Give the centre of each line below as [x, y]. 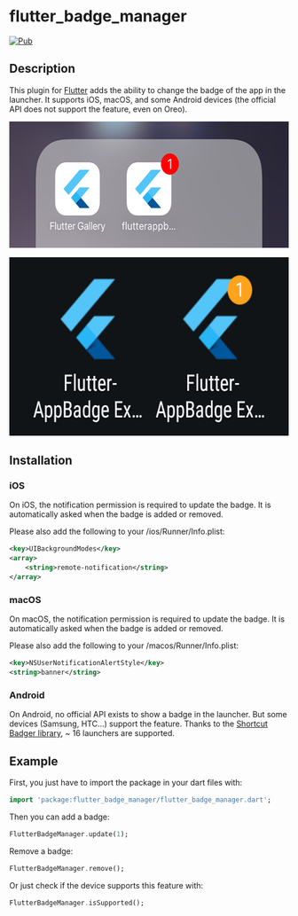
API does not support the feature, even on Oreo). [98, 109]
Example [34, 761]
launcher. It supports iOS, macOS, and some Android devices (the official [143, 99]
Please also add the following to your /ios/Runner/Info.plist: [117, 532]
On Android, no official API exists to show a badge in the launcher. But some [148, 715]
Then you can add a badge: [59, 817]
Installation [41, 461]
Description [42, 69]
